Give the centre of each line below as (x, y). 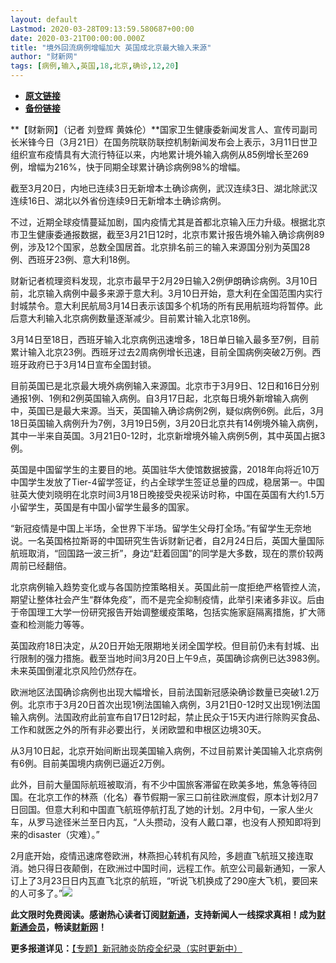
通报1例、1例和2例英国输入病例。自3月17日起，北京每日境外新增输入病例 (159, 398)
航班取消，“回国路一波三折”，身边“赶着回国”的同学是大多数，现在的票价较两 (167, 553)
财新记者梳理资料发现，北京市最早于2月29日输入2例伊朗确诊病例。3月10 (160, 280)
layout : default (44, 19)
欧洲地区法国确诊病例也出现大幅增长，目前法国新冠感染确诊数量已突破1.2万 (165, 692)
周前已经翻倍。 (41, 565)
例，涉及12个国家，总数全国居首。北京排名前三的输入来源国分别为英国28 (160, 247)
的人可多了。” (36, 893)
